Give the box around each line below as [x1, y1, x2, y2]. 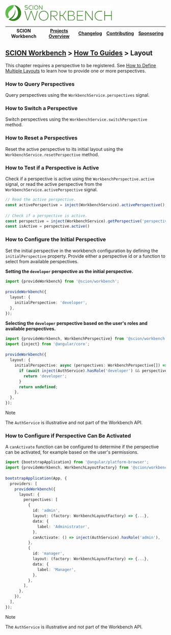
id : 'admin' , [32, 508, 60, 513]
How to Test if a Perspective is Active [5, 164, 99, 171]
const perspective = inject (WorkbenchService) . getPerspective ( [5, 218, 142, 224]
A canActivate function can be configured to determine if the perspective [5, 444, 159, 450]
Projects [50, 27, 69, 34]
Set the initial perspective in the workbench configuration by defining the [5, 247, 158, 254]
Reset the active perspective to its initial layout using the [5, 146, 124, 152]
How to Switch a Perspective [5, 105, 78, 112]
